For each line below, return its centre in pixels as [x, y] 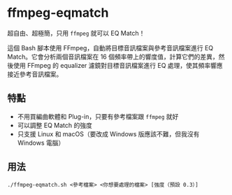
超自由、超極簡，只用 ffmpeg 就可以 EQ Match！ [76, 33]
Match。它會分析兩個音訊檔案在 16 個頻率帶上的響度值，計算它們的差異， [113, 57]
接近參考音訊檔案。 [35, 74]
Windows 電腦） [41, 143]
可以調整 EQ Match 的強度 [55, 125]
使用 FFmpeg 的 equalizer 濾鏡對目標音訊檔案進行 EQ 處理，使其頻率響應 [118, 65]
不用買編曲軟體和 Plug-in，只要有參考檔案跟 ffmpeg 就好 [98, 116]
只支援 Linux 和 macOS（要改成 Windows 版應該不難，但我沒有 [108, 133]
